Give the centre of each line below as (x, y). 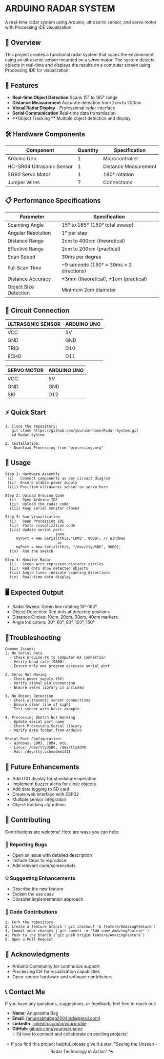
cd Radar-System (28, 435)
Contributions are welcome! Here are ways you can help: (62, 832)
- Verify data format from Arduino (46, 730)
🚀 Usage (18, 463)
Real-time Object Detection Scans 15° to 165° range (65, 97)
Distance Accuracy (29, 279)
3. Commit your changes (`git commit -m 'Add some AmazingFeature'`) (77, 931)
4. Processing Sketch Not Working (40, 718)
